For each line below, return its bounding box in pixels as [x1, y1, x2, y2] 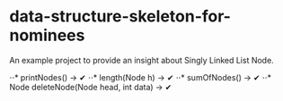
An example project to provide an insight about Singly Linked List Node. [9, 55, 274, 65]
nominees [9, 25, 85, 46]
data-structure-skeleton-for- [9, 6, 232, 27]
